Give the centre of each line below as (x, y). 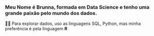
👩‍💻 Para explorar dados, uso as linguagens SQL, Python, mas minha (73, 24)
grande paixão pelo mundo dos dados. (51, 13)
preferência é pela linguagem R (36, 29)
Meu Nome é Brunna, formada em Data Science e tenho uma (77, 7)
